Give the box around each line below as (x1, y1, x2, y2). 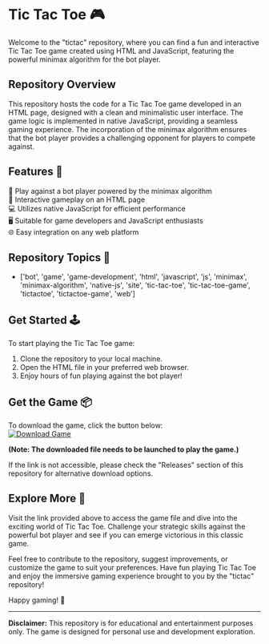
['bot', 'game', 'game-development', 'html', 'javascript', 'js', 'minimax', (19, 272, 247, 282)
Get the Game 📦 (8, 395, 92, 409)
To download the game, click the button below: (8, 421, 163, 430)
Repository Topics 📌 (8, 251, 110, 264)
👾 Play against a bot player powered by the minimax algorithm (8, 186, 212, 195)
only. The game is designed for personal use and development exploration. (8, 626, 255, 636)
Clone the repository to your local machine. (19, 354, 163, 364)
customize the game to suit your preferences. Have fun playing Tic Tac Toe (8, 562, 256, 572)
